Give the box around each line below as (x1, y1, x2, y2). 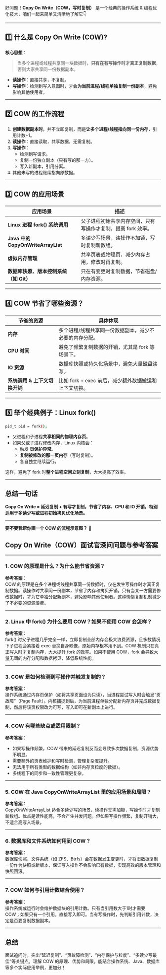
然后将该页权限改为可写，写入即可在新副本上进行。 (13, 704, 118, 710)
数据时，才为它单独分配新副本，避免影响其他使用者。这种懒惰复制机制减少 (9, 593, 161, 600)
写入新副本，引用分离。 (19, 163, 68, 169)
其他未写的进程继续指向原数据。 (12, 169, 78, 175)
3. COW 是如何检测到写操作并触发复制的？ (5, 674, 106, 681)
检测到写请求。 (19, 151, 50, 157)
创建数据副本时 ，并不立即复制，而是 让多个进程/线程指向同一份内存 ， (12, 126, 153, 132)
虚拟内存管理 (7, 255, 38, 262)
